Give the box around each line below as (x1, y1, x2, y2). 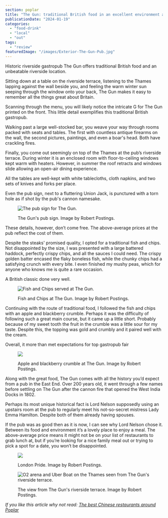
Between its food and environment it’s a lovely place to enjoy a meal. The (5, 426, 155, 433)
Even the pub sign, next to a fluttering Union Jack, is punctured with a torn (5, 190, 158, 196)
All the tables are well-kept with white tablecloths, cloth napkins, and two (5, 175, 156, 181)
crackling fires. (5, 140, 36, 146)
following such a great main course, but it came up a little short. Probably (5, 316, 156, 322)
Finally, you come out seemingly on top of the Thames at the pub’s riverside (5, 150, 161, 156)
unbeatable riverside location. (5, 68, 66, 74)
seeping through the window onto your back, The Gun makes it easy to (5, 89, 151, 95)
